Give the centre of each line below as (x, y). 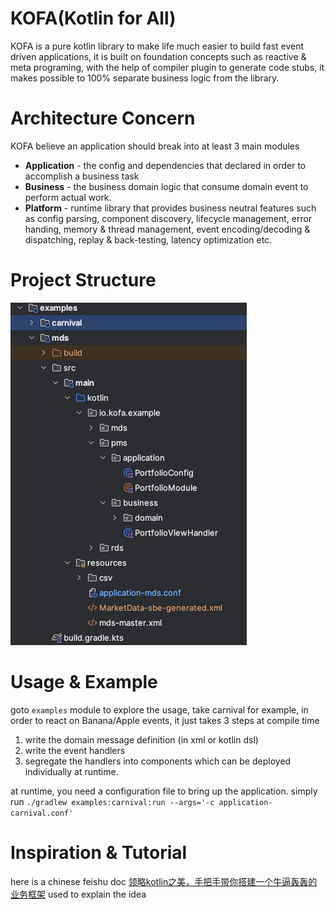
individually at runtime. (71, 771)
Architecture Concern (103, 118)
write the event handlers (75, 750)
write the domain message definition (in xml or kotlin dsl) (141, 739)
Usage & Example (84, 682)
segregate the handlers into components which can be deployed (158, 761)
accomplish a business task (82, 176)
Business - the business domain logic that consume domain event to (166, 186)
